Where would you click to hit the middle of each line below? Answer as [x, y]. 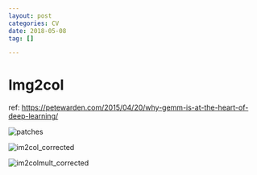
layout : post [30, 16]
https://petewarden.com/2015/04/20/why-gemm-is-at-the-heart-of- [135, 108]
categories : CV [34, 23]
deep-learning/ [33, 116]
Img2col [36, 85]
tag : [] [21, 38]
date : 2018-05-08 [37, 31]
